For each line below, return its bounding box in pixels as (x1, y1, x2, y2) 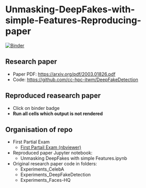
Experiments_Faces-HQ (20, 177, 71, 183)
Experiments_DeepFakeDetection (20, 172, 91, 178)
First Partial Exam (12, 139, 50, 145)
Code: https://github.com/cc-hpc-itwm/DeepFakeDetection (12, 76, 138, 83)
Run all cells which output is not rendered (12, 110, 103, 117)
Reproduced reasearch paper (5, 91, 101, 100)
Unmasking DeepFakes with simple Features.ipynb (20, 155, 127, 161)
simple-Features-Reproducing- (5, 14, 142, 26)
